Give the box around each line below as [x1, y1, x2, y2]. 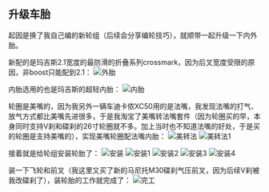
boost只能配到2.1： [29, 67, 92, 77]
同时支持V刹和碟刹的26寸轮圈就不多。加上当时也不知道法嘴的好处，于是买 [14, 121, 260, 130]
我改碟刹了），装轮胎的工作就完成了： [8, 175, 131, 185]
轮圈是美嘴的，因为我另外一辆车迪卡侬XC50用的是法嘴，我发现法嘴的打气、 [8, 101, 259, 110]
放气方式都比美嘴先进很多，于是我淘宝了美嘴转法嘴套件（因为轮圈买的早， [8, 111, 254, 121]
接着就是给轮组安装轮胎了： [8, 148, 100, 158]
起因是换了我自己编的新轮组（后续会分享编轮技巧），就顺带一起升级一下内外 [8, 30, 258, 40]
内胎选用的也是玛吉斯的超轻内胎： [8, 84, 121, 94]
